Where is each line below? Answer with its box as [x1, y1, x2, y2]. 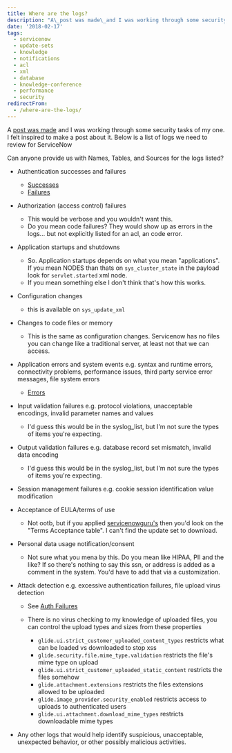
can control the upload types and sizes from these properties [27, 622, 202, 630]
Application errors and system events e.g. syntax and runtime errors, [17, 360, 213, 368]
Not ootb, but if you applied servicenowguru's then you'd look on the [27, 518, 224, 527]
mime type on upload [37, 658, 99, 666]
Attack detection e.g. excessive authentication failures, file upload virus [17, 581, 221, 589]
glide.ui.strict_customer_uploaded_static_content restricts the [37, 665, 222, 673]
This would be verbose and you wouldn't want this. [27, 215, 173, 223]
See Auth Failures [27, 601, 78, 610]
